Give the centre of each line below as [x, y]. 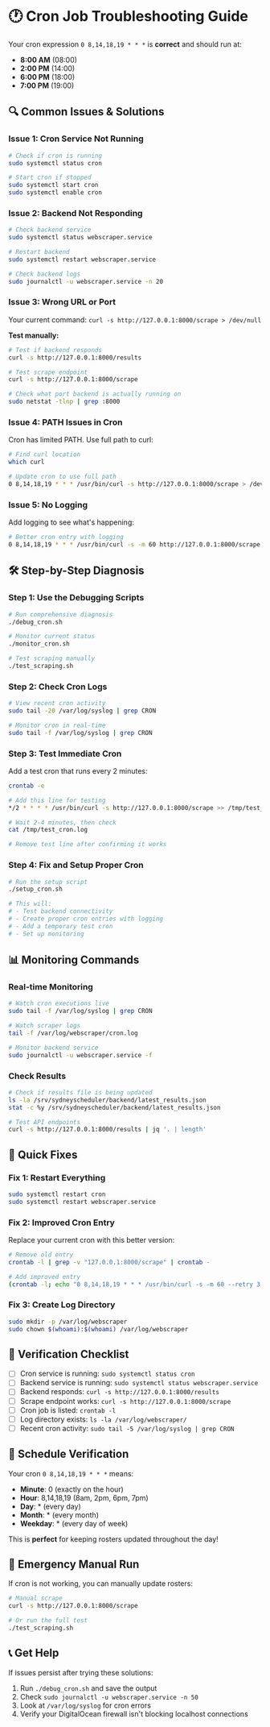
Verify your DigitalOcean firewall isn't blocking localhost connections [134, 1713]
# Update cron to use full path [62, 477]
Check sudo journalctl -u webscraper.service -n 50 [109, 1696]
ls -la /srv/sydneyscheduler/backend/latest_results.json [107, 1100]
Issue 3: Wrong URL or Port [62, 302]
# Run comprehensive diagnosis [61, 614]
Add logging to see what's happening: [72, 522]
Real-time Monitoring [51, 986]
